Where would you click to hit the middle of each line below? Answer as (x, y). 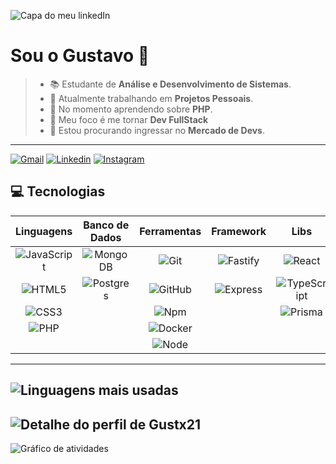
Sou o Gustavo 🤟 (80, 56)
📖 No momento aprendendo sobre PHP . (131, 109)
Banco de (106, 225)
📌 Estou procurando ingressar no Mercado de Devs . (157, 130)
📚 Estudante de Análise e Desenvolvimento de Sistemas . (170, 84)
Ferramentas (170, 231)
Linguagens (44, 231)
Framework (239, 231)
